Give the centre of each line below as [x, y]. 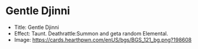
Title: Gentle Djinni [37, 27]
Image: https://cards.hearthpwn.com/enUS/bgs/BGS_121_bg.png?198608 [103, 40]
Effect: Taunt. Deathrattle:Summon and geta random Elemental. [91, 33]
